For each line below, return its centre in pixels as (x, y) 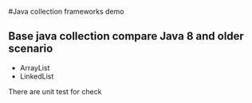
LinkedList (37, 76)
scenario (31, 49)
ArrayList (35, 67)
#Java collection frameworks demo (66, 11)
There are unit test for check (55, 91)
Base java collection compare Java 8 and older (126, 36)
